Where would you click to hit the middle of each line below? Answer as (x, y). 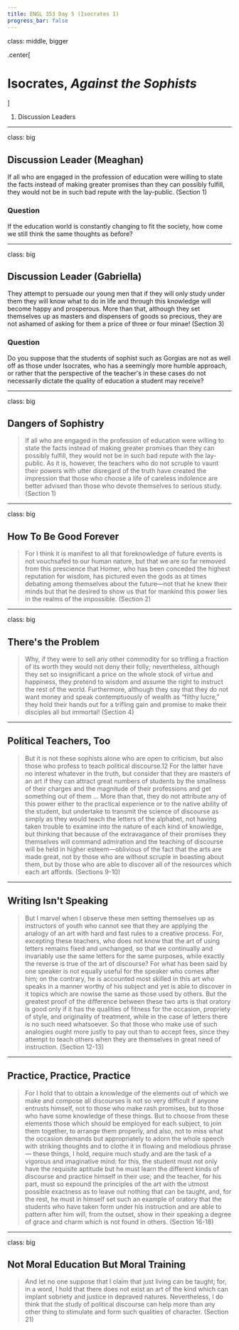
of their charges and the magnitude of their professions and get (118, 789)
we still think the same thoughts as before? (70, 234)
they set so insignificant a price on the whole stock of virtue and (119, 675)
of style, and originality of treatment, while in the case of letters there (126, 1017)
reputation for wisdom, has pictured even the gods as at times (116, 576)
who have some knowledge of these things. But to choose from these (127, 1116)
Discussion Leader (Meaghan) (76, 160)
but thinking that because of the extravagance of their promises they (125, 833)
